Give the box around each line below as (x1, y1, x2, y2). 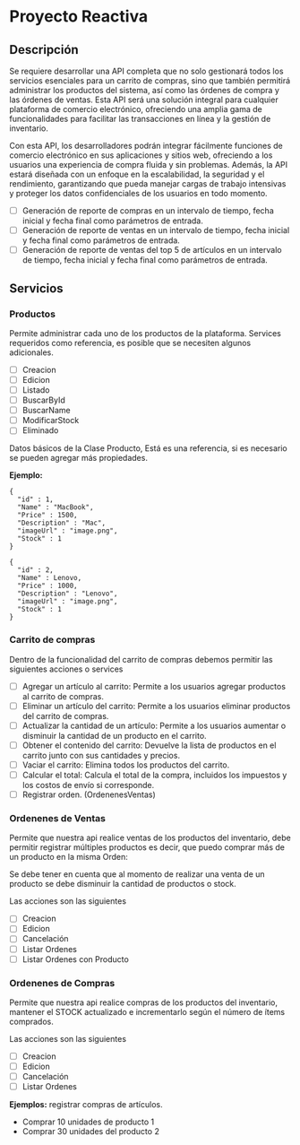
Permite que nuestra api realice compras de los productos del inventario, (9, 997, 279, 1008)
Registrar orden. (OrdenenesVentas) (21, 789, 157, 800)
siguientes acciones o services (9, 664, 124, 674)
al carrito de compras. (21, 690, 105, 701)
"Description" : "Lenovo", (17, 589, 118, 598)
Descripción (9, 42, 79, 57)
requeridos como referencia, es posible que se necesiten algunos (9, 337, 252, 348)
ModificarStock (21, 415, 80, 426)
